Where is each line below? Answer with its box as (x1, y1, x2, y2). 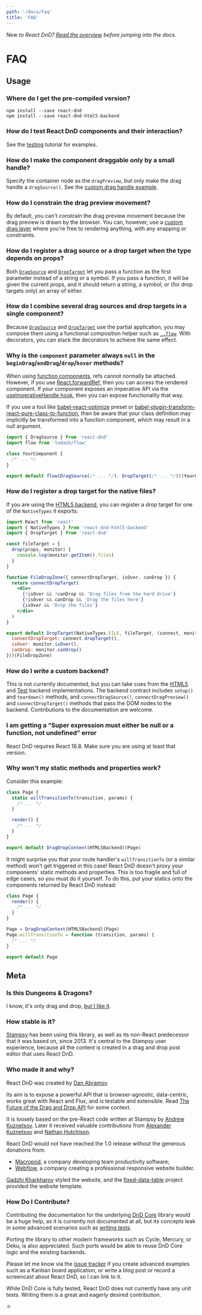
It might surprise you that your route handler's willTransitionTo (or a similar (6, 855, 195, 863)
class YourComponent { (6, 451, 63, 457)
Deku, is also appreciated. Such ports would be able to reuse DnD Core (6, 1242, 183, 1249)
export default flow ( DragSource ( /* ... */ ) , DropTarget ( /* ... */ (6, 473, 176, 479)
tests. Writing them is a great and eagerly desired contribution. (6, 1291, 161, 1299)
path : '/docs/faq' (6, 8, 52, 15)
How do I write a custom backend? (6, 667, 109, 675)
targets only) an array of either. (6, 287, 83, 294)
